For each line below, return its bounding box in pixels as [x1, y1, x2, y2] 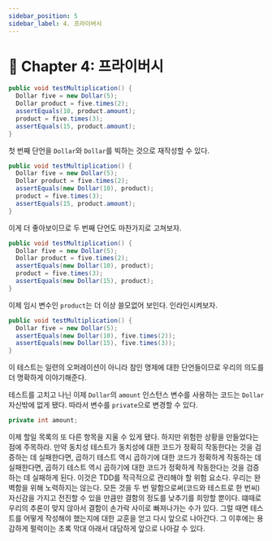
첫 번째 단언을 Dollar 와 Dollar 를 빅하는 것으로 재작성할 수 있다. [8, 146, 209, 155]
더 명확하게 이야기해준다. [8, 373, 87, 382]
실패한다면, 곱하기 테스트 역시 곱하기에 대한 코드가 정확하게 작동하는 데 [38, 452, 262, 462]
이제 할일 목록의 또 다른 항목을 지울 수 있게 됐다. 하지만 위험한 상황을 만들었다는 [8, 432, 260, 442]
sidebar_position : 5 [8, 11, 79, 20]
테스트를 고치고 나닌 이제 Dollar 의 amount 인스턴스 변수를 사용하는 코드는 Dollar [8, 390, 265, 399]
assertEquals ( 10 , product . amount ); [15, 107, 136, 116]
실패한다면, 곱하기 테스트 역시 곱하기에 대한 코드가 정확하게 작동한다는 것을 [8, 463, 245, 473]
